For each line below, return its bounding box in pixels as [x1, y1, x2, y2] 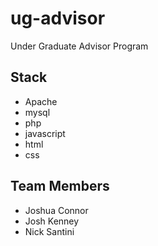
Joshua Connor [24, 204, 89, 216]
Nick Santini [24, 225, 75, 237]
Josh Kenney [24, 215, 80, 227]
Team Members [10, 178, 110, 195]
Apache [24, 95, 58, 107]
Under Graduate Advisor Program [10, 40, 149, 52]
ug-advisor [10, 7, 106, 30]
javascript [24, 127, 66, 139]
